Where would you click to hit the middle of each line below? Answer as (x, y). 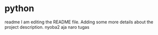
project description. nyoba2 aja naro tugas (47, 27)
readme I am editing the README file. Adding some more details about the (79, 22)
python (19, 9)
